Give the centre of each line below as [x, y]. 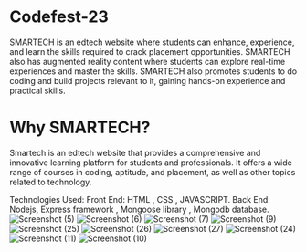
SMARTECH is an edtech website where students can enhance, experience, [152, 42]
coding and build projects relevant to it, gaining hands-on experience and [148, 80]
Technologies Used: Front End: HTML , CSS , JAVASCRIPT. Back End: [140, 199]
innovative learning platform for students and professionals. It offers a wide [151, 163]
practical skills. [37, 90]
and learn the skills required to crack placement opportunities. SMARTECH [150, 51]
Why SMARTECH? [80, 127]
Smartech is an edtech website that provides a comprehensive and [135, 152]
